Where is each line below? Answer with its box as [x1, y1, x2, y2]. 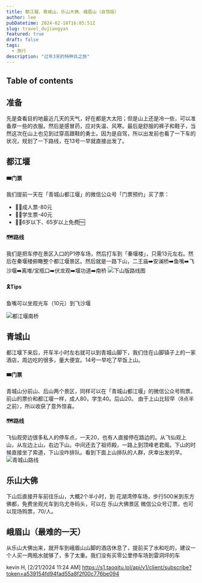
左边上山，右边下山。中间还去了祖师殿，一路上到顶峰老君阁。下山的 [22, 441, 191, 448]
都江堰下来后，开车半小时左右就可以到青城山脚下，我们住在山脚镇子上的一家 [6, 349, 196, 356]
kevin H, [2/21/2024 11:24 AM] [6, 563, 81, 571]
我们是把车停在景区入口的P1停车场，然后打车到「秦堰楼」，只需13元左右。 [6, 250, 188, 257]
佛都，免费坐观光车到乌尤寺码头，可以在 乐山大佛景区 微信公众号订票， [6, 500, 183, 507]
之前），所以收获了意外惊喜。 [6, 402, 78, 409]
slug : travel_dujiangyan [6, 25, 69, 32]
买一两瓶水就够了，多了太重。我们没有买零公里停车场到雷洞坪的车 [16, 551, 180, 559]
